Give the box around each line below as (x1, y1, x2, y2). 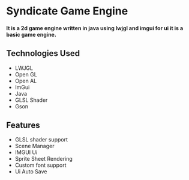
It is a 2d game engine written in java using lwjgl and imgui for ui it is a (6, 24, 184, 31)
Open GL (14, 70, 37, 78)
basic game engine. (6, 31, 57, 38)
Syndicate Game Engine (6, 4, 128, 18)
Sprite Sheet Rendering (14, 155, 73, 163)
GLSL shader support (14, 136, 68, 143)
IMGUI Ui (14, 149, 38, 156)
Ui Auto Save (14, 168, 47, 175)
